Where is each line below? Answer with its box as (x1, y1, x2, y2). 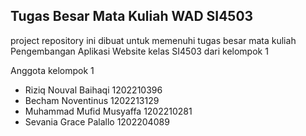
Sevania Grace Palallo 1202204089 (24, 115, 170, 128)
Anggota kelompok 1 (10, 64, 95, 76)
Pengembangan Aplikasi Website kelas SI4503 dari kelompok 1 (10, 45, 269, 57)
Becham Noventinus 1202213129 (24, 94, 160, 106)
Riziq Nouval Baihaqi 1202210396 (24, 84, 163, 96)
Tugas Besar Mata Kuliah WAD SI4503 (10, 8, 254, 25)
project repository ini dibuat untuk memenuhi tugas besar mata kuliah (10, 34, 297, 46)
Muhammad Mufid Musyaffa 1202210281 (24, 105, 193, 117)
